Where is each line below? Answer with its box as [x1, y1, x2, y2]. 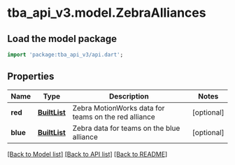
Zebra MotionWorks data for [72, 103, 165, 113]
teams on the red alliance [72, 112, 155, 122]
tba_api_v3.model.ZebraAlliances [7, 5, 206, 21]
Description [108, 91, 149, 101]
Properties [7, 71, 55, 82]
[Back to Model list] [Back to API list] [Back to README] [7, 150, 168, 158]
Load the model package [7, 33, 117, 45]
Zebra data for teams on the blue [72, 123, 180, 133]
